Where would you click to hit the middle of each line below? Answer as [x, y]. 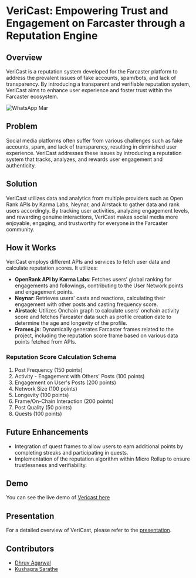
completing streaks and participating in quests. [71, 452]
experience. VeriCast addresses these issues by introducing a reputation [94, 153]
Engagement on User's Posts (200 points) [65, 382]
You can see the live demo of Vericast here [58, 498]
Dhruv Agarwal [33, 563]
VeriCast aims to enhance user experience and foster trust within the [89, 90]
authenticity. [21, 165]
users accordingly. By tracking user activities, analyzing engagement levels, [98, 210]
